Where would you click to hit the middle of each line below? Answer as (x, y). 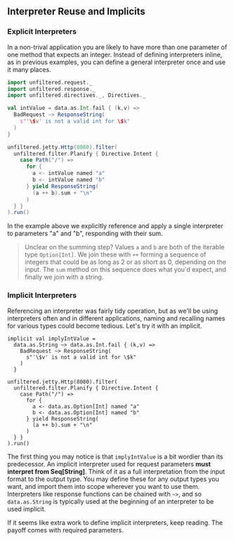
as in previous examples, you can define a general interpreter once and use (117, 62)
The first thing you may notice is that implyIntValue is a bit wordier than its (115, 456)
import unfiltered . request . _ (50, 82)
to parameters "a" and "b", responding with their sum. (85, 234)
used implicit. (27, 509)
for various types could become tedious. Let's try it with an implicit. (105, 325)
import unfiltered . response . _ (52, 89)
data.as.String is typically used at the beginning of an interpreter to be (111, 501)
